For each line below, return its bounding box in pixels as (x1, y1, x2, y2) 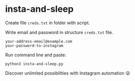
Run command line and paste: (5, 52, 66, 58)
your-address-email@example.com (5, 39, 72, 44)
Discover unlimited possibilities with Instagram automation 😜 (5, 70, 131, 76)
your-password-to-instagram (5, 43, 64, 48)
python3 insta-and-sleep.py (5, 61, 64, 66)
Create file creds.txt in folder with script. (5, 20, 90, 26)
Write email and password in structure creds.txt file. (5, 29, 114, 35)
